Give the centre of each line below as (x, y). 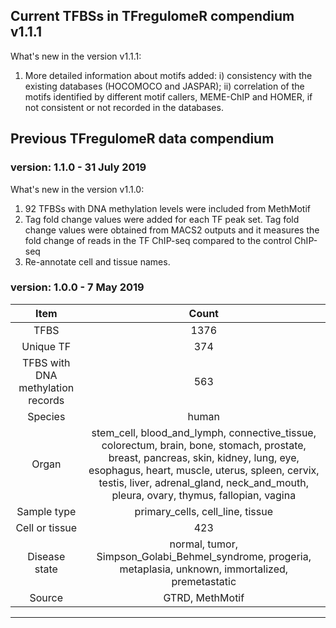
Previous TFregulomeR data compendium (142, 139)
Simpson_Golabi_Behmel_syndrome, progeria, (204, 556)
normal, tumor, (203, 544)
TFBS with (46, 362)
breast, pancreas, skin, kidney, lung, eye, (204, 457)
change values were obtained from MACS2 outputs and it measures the (172, 230)
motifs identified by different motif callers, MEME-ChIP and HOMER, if (168, 96)
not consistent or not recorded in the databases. (124, 107)
